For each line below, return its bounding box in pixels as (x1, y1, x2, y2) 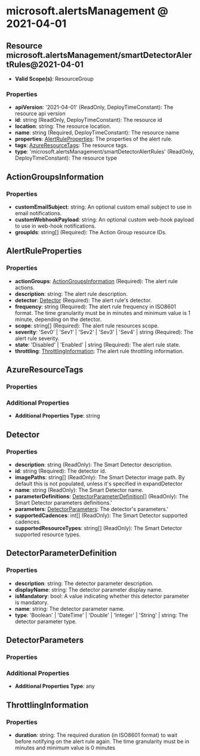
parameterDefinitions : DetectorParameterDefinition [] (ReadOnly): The (14, 492, 189, 500)
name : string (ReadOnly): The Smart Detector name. (14, 486, 144, 494)
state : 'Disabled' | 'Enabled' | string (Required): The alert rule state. (14, 341, 180, 348)
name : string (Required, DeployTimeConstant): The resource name (14, 129, 180, 136)
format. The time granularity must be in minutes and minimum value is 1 (14, 309, 191, 316)
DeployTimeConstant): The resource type (14, 154, 118, 162)
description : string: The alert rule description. (14, 290, 128, 297)
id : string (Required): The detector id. (14, 467, 106, 475)
